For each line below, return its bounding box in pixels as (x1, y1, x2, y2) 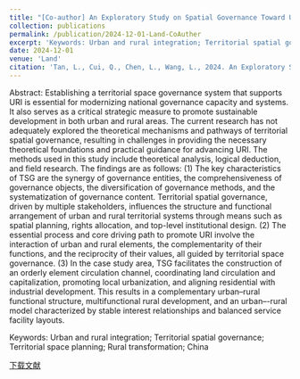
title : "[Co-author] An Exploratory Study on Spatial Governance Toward (9, 12, 286, 22)
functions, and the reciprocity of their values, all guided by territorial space (9, 248, 284, 259)
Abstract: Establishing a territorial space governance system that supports (9, 87, 283, 98)
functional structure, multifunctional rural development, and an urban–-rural (9, 295, 287, 306)
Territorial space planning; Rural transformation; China (9, 341, 209, 352)
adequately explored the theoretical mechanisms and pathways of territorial (9, 125, 288, 136)
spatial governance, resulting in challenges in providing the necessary (9, 135, 267, 145)
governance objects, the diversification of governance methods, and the (9, 182, 275, 193)
